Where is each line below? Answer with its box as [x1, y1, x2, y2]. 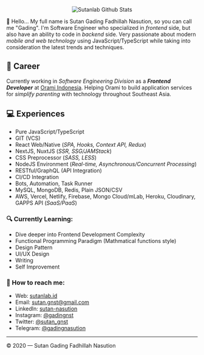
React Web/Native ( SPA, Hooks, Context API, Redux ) [15, 141, 147, 148]
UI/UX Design [15, 250, 50, 258]
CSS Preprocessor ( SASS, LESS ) [15, 153, 97, 161]
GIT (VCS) [15, 134, 41, 142]
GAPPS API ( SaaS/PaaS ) [15, 199, 78, 206]
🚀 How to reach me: [6, 278, 65, 287]
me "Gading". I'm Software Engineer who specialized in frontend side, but [6, 24, 191, 31]
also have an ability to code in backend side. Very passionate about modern [6, 30, 196, 38]
